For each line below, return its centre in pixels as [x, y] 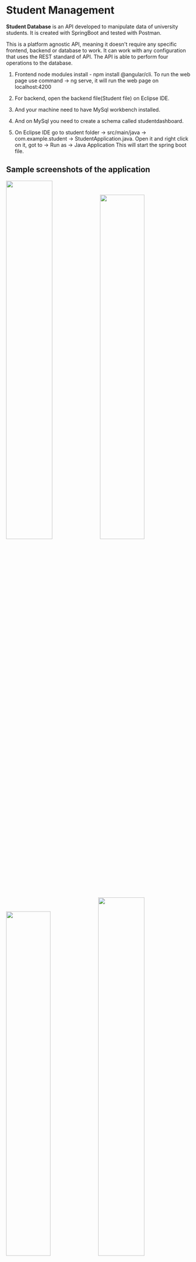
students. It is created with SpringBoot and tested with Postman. [84, 32]
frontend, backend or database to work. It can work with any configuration [96, 50]
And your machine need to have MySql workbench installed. [87, 109]
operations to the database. [40, 63]
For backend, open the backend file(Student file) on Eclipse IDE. [92, 98]
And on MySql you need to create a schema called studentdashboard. [99, 121]
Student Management [60, 10]
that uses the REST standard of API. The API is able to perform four [87, 56]
